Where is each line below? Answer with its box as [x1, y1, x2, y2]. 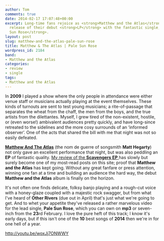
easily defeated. [5, 135, 38, 141]
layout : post [5, 35, 32, 40]
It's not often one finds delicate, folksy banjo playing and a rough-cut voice [5, 184, 156, 190]
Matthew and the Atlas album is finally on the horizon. [5, 175, 115, 181]
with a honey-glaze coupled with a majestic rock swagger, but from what [5, 190, 152, 196]
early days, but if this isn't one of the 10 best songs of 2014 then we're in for [5, 216, 159, 221]
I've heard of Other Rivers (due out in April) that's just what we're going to [5, 195, 155, 201]
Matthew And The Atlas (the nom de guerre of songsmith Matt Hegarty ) [5, 144, 152, 150]
